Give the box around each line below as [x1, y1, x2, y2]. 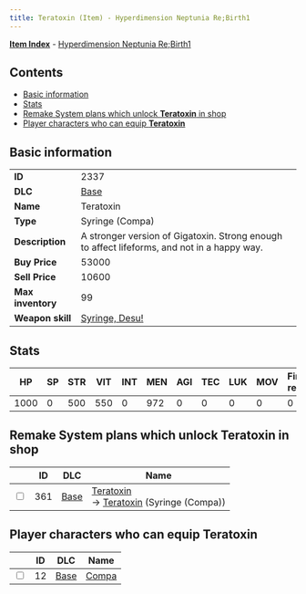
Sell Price [14, 271, 56, 284]
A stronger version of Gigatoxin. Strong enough [80, 230, 283, 243]
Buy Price [14, 256, 57, 269]
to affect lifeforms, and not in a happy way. [80, 241, 264, 254]
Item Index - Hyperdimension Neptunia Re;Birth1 [9, 38, 191, 49]
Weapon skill [14, 312, 72, 325]
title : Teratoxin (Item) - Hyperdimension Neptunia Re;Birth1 [9, 13, 250, 23]
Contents [9, 65, 64, 80]
